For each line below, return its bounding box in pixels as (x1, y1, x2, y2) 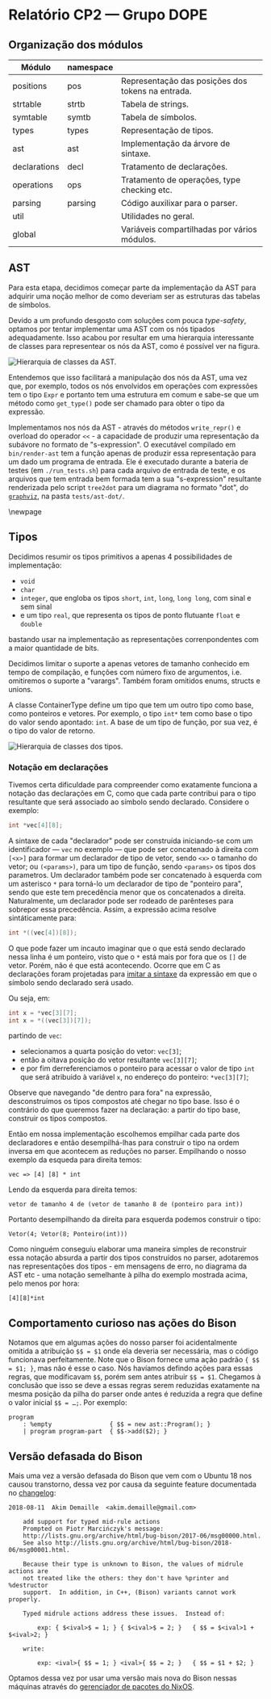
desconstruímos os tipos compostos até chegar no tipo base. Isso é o (8, 1097, 240, 1106)
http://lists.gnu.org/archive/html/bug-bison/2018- (55, 1539, 232, 1547)
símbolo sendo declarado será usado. (8, 977, 134, 987)
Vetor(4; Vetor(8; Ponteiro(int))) (8, 1230, 128, 1239)
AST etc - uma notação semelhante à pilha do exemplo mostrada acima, (8, 1270, 248, 1280)
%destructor (8, 1581, 48, 1590)
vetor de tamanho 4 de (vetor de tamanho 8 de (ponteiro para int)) (8, 1201, 244, 1209)
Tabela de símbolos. (120, 111, 198, 123)
